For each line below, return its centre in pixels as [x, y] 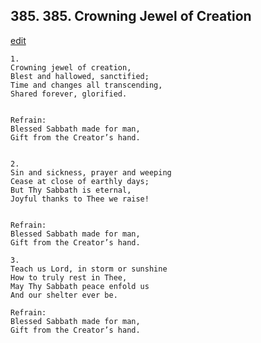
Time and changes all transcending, [86, 85]
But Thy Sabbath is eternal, [71, 190]
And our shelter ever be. [64, 295]
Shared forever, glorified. [69, 94]
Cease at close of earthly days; [80, 181]
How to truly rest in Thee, [69, 277]
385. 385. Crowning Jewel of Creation [131, 16]
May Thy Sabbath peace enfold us [80, 286]
